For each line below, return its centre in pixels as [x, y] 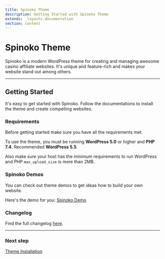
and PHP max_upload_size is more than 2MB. [50, 162]
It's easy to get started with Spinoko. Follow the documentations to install [79, 103]
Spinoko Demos [24, 174]
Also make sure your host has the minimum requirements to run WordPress [81, 157]
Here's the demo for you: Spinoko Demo [46, 200]
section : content [23, 23]
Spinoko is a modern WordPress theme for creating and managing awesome [82, 61]
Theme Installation [24, 252]
